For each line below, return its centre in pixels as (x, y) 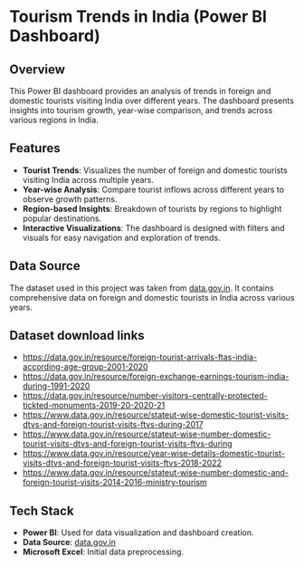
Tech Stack (42, 510)
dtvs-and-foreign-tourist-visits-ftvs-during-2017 (113, 425)
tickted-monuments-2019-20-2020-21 (94, 406)
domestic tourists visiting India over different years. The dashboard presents (152, 101)
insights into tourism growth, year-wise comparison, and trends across (141, 110)
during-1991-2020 (56, 386)
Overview (38, 69)
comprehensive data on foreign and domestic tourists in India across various (152, 297)
